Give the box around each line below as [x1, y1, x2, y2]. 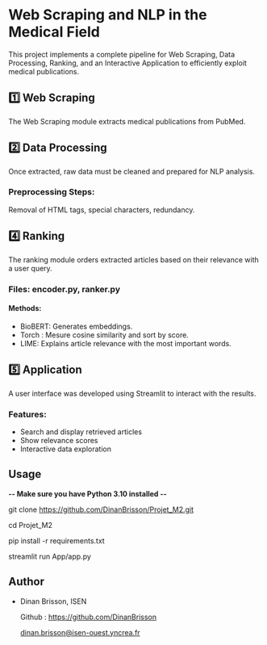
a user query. [8, 263, 52, 273]
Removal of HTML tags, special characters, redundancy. [8, 204, 195, 215]
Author [8, 575, 44, 588]
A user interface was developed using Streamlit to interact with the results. [8, 388, 257, 398]
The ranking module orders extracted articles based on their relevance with [8, 254, 260, 264]
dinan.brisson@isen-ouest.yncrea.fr [19, 627, 140, 637]
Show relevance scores [19, 435, 98, 445]
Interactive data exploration [19, 444, 111, 454]
